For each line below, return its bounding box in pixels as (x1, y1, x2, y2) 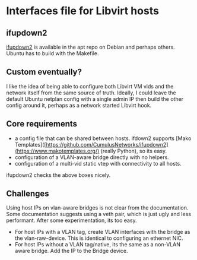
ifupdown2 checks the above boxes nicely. (6, 171, 111, 179)
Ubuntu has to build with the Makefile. (6, 50, 99, 57)
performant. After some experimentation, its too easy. (6, 217, 138, 224)
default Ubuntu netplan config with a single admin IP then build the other (6, 95, 184, 102)
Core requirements (6, 119, 78, 129)
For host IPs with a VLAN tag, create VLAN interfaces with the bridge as (14, 229, 190, 236)
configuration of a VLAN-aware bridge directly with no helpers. (14, 153, 169, 161)
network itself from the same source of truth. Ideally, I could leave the (6, 89, 176, 96)
